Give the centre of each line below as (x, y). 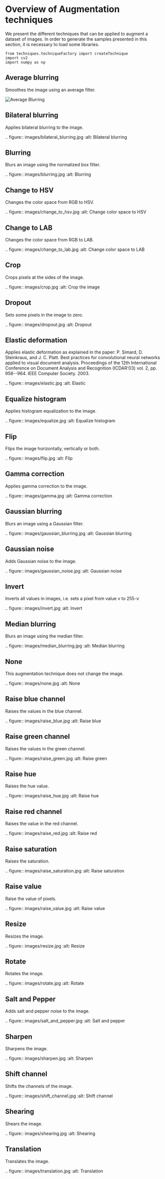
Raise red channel (34, 812)
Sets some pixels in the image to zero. (44, 315)
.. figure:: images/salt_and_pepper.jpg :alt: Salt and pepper (65, 1021)
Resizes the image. (25, 936)
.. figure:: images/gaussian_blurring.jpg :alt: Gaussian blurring (69, 533)
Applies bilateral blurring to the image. (44, 127)
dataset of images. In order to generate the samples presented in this (76, 39)
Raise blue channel (35, 699)
